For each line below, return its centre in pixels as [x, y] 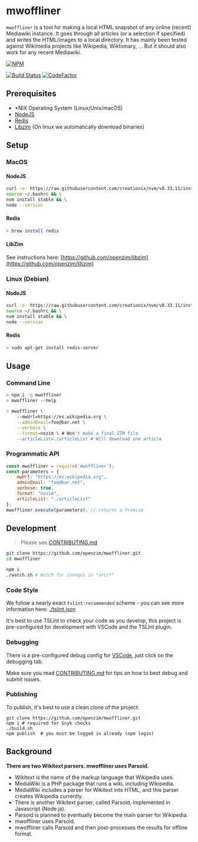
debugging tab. [25, 661]
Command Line [28, 383]
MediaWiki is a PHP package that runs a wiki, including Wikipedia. [95, 784]
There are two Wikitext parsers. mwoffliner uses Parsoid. [77, 766]
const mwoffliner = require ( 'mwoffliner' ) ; [60, 466]
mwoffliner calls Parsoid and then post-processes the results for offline [101, 827]
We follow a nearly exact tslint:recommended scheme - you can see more [95, 603]
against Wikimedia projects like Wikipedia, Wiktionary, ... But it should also [96, 46]
